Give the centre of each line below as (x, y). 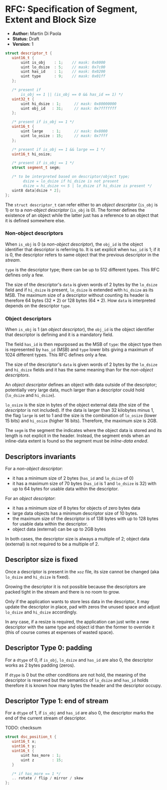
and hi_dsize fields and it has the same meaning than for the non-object (79, 370)
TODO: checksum (23, 728)
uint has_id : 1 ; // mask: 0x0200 (63, 72)
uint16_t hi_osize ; (32, 154)
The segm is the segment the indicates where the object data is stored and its (83, 431)
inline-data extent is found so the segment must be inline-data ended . (77, 441)
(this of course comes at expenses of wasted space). (60, 632)
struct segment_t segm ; (36, 168)
